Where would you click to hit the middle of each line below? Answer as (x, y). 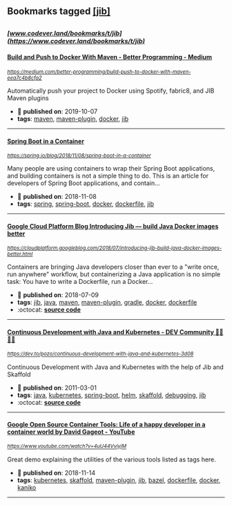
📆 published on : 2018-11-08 (57, 197)
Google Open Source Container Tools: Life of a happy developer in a (106, 425)
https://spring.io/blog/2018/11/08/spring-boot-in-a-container (79, 156)
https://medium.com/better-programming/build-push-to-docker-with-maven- (99, 72)
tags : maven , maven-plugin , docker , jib (73, 118)
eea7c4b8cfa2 (25, 78)
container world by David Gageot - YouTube (71, 432)
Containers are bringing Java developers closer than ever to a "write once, (113, 267)
